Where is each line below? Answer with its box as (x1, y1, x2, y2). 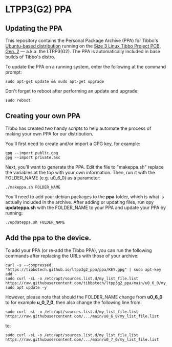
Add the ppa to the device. (5, 234, 91, 242)
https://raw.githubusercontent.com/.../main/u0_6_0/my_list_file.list (5, 313, 159, 319)
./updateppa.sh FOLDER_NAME (5, 220, 66, 225)
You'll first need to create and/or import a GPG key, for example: (5, 141, 141, 147)
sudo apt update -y (5, 285, 47, 290)
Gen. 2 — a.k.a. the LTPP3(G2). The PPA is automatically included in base (5, 49, 160, 54)
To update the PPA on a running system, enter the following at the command (5, 64, 166, 70)
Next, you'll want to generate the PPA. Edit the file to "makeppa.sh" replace (5, 164, 164, 170)
